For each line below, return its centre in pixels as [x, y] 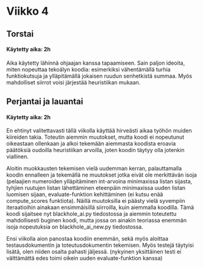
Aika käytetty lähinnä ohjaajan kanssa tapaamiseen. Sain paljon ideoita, [96, 63]
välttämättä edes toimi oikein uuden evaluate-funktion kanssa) [84, 258]
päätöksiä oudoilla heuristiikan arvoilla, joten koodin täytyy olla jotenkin [95, 150]
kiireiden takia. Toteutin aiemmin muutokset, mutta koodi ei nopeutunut [95, 137]
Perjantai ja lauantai [45, 102]
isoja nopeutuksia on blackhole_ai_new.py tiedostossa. [75, 227]
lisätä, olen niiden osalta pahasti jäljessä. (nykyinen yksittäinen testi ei [94, 252]
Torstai [20, 34]
